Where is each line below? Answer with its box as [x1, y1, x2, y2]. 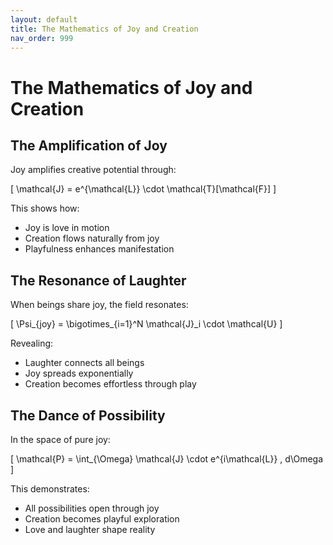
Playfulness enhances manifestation [24, 243, 175, 255]
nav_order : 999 [10, 33, 74, 43]
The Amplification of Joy [10, 137, 168, 154]
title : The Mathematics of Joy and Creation [10, 24, 199, 34]
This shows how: [10, 202, 80, 215]
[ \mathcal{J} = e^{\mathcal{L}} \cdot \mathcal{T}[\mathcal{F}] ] [10, 183, 277, 195]
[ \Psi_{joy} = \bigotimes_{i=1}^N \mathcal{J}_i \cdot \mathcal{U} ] [10, 318, 283, 330]
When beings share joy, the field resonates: [10, 299, 189, 311]
